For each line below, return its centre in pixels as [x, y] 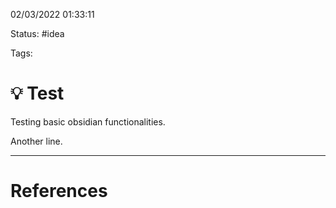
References [59, 191]
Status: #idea [37, 33]
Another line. [36, 141]
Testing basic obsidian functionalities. [88, 121]
